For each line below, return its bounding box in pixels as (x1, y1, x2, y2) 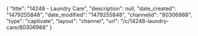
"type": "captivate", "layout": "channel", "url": (6, 18, 119, 24)
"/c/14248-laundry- (120, 18, 169, 24)
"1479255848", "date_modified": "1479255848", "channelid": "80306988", (6, 11, 193, 18)
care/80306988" (6, 24, 48, 31)
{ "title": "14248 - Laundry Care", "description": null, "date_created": (6, 5, 176, 12)
